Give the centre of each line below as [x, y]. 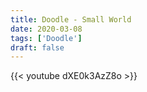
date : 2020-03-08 [46, 29]
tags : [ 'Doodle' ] [46, 38]
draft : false [37, 47]
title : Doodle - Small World [71, 19]
